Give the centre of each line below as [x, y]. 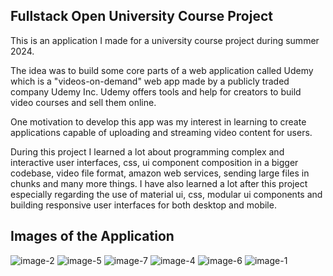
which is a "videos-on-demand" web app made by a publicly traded [150, 81]
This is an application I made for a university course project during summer [165, 40]
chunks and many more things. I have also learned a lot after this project [159, 183]
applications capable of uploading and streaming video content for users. [161, 132]
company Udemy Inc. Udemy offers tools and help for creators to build [156, 91]
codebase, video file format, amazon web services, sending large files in [160, 173]
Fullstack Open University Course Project [141, 16]
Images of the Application [92, 236]
